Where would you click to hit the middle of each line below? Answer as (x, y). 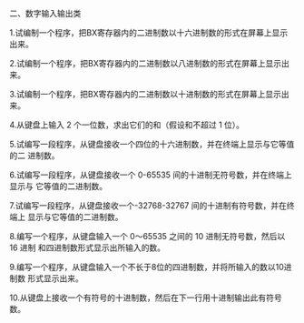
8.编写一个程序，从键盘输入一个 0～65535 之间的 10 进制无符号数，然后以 (147, 236)
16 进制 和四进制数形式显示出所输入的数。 (88, 247)
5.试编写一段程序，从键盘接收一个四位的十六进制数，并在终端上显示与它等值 (152, 144)
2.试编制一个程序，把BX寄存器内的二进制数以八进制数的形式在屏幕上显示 (146, 63)
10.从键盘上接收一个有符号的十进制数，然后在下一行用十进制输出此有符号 (146, 298)
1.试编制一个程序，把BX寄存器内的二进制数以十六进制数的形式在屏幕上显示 (149, 33)
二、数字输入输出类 (45, 13)
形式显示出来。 (55, 278)
